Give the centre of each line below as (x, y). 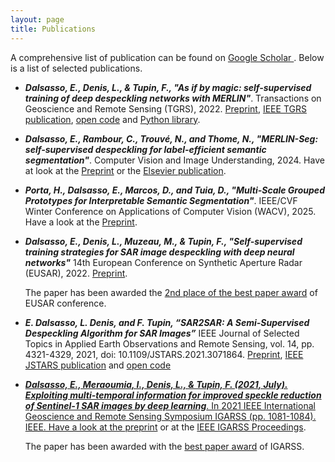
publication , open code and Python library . (112, 119)
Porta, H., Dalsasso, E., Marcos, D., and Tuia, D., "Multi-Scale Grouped (174, 190)
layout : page (37, 19)
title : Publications (53, 29)
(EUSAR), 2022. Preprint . (76, 273)
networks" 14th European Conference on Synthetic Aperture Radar (163, 262)
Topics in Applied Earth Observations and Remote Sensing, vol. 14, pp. (169, 343)
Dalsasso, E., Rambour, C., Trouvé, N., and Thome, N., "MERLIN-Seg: (171, 138)
